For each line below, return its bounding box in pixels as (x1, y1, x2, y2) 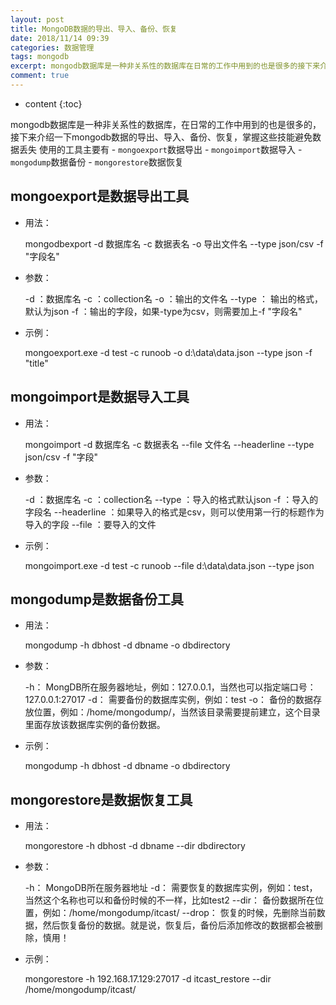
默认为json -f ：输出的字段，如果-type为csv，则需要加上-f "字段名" (24, 305, 303, 317)
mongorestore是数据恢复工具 (10, 791, 193, 808)
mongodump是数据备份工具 (10, 591, 184, 608)
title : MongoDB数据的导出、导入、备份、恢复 (10, 24, 178, 34)
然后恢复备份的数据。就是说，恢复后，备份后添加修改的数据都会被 (42, 919, 315, 931)
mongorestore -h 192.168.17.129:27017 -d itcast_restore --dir (24, 973, 272, 985)
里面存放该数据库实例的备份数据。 (24, 719, 166, 731)
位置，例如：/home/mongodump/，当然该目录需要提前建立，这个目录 (33, 706, 321, 718)
